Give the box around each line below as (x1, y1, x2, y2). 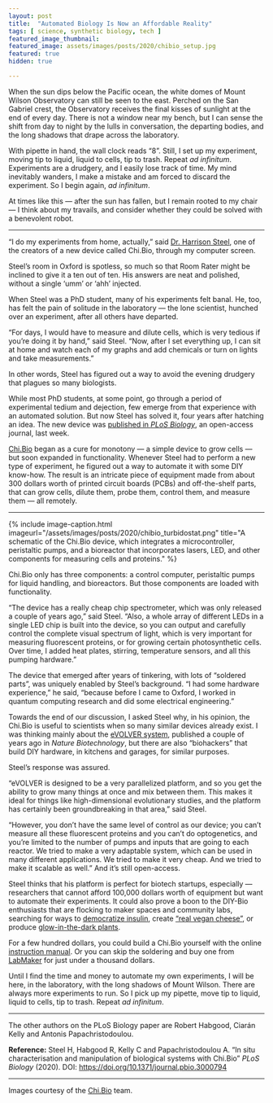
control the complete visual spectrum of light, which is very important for (8, 628, 253, 638)
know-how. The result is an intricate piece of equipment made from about (8, 470, 255, 479)
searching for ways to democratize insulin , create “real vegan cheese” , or (8, 913, 254, 923)
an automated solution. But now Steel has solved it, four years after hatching (8, 410, 264, 420)
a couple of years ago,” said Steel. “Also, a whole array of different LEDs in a (8, 611, 264, 621)
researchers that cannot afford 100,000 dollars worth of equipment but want (8, 887, 264, 897)
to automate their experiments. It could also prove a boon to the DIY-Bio (8, 896, 249, 906)
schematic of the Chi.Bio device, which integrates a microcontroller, (8, 536, 236, 546)
